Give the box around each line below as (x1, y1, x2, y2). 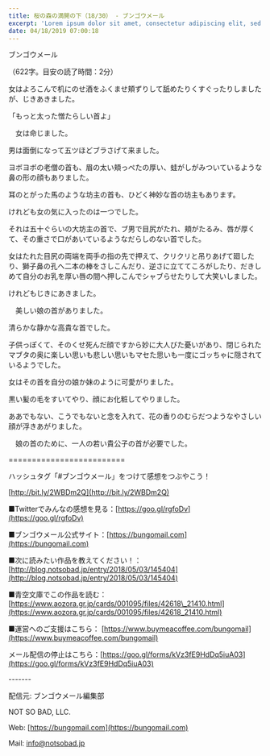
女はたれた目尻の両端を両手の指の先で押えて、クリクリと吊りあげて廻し (8, 251, 248, 261)
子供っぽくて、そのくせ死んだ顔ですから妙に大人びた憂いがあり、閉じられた (8, 340, 262, 350)
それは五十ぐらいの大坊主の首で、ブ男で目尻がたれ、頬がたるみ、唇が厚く (8, 224, 255, 234)
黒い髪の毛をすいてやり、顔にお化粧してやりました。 (8, 394, 185, 404)
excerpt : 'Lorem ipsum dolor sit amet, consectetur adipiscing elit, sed (8, 19, 262, 27)
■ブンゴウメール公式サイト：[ (8, 530, 110, 540)
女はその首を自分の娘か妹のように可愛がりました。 (8, 377, 178, 387)
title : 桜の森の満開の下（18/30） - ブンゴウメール (8, 11, 165, 20)
